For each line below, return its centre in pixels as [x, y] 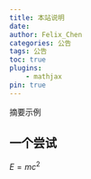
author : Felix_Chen [46, 34]
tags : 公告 [28, 52]
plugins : [26, 69]
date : [19, 26]
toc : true [28, 60]
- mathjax [44, 77]
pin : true [28, 85]
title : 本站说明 [37, 18]
